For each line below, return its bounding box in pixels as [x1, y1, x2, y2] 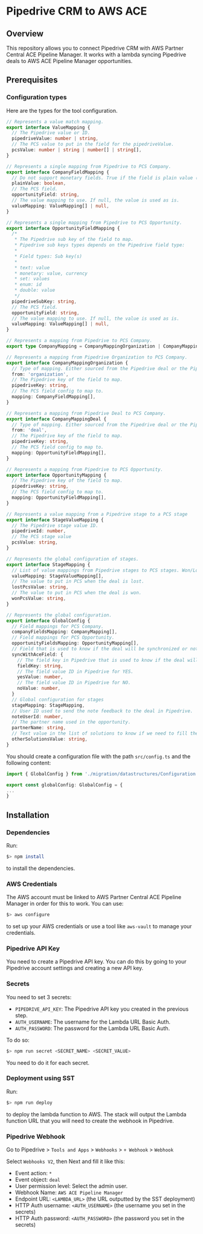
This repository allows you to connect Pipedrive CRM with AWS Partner [6, 44, 184, 52]
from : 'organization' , [11, 371, 69, 377]
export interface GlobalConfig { [6, 618, 91, 624]
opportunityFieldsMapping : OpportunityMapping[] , [11, 640, 139, 647]
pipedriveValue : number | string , [11, 135, 98, 142]
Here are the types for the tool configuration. [6, 107, 118, 114]
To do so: [6, 1036, 30, 1044]
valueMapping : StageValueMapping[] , [11, 573, 104, 579]
